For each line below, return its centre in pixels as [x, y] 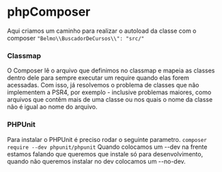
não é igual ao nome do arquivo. [52, 107]
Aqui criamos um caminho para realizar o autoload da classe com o [102, 31]
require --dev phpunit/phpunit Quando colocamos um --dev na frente [107, 147]
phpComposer [49, 12]
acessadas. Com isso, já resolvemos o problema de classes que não [103, 85]
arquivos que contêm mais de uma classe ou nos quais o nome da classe [110, 100]
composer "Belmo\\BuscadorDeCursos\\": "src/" [76, 38]
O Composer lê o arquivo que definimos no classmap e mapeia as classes [111, 71]
